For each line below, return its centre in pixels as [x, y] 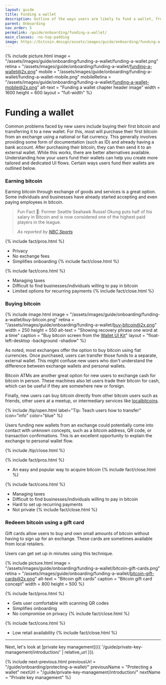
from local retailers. [25, 544]
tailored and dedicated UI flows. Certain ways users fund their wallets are [80, 163]
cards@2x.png [20, 578]
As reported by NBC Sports [45, 231]
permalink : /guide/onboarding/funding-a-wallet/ [56, 33]
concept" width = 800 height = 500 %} [45, 584]
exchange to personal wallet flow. [39, 441]
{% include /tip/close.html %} [35, 451]
